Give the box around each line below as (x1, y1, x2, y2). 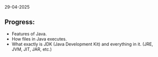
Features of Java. (11, 31, 47, 37)
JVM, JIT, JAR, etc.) (11, 46, 52, 52)
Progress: (4, 18, 35, 26)
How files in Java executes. (11, 36, 67, 42)
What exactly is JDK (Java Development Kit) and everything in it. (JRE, (11, 41, 153, 47)
